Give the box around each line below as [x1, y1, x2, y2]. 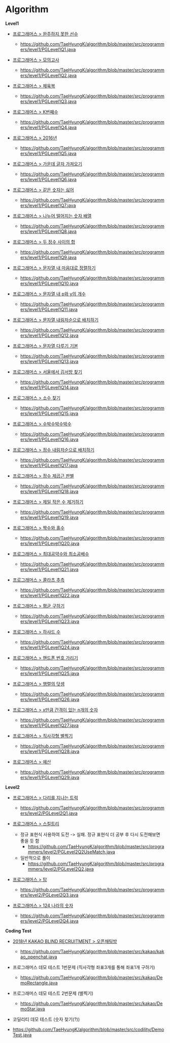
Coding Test [5, 927, 31, 934]
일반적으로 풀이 [20, 855, 51, 861]
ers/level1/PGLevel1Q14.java [20, 384, 79, 390]
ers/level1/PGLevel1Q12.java [20, 332, 79, 338]
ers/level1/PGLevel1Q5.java [20, 150, 77, 156]
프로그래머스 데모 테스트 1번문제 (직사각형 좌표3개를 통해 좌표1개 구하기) [12, 964, 155, 970]
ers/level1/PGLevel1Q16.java [20, 436, 79, 442]
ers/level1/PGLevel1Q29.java [20, 774, 80, 780]
